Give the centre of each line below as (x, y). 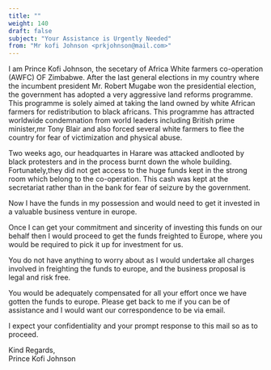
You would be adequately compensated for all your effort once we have (127, 293)
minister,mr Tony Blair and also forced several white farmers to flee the (127, 129)
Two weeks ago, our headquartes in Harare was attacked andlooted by (127, 153)
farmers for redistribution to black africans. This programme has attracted (131, 112)
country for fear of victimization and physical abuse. (95, 137)
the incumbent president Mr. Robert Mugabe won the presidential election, (132, 86)
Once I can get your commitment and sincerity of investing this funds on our (135, 228)
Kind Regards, (32, 350)
